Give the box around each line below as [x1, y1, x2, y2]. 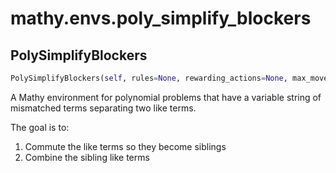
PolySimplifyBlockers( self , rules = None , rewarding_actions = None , [10, 73, 288, 83]
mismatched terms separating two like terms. [10, 102, 197, 114]
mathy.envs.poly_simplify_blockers [10, 7, 312, 30]
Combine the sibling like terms [24, 151, 150, 163]
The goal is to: [10, 121, 70, 133]
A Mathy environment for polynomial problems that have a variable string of [10, 91, 322, 103]
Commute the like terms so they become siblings [24, 140, 227, 152]
